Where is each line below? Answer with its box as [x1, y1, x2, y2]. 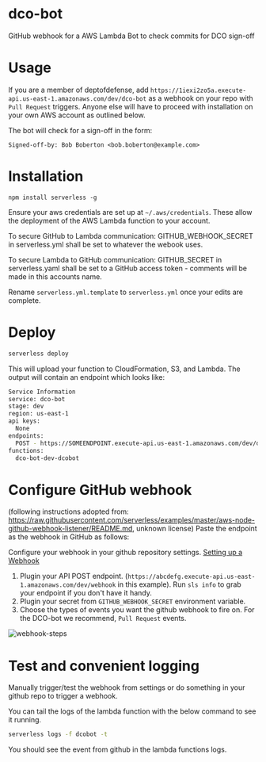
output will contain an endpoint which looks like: [8, 372, 165, 381]
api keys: [8, 417, 41, 425]
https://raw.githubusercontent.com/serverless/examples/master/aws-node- [8, 515, 256, 525]
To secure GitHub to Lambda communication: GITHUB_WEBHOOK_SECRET [8, 231, 253, 240]
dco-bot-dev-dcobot [15, 454, 80, 462]
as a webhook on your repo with [148, 93, 253, 103]
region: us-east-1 [8, 410, 69, 418]
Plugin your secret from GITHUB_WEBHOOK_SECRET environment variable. [19, 596, 246, 607]
